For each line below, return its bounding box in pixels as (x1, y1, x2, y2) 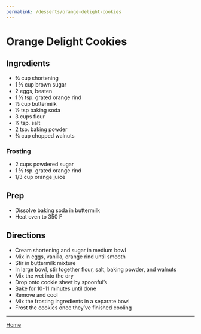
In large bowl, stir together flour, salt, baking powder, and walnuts (14, 266, 176, 273)
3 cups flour (14, 112, 45, 120)
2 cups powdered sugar (14, 160, 74, 168)
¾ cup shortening (14, 74, 59, 82)
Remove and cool (14, 291, 58, 298)
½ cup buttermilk (14, 100, 57, 107)
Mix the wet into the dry (14, 272, 74, 279)
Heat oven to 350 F (14, 213, 63, 220)
